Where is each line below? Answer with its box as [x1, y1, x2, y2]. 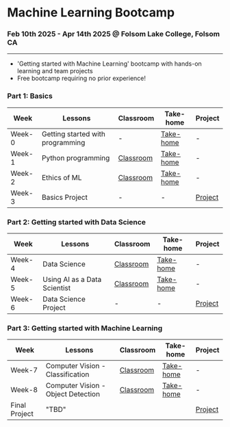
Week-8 [10, 385, 38, 395]
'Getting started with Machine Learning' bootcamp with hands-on [16, 60, 202, 68]
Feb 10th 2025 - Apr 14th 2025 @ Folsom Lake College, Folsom [7, 29, 220, 39]
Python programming [41, 153, 110, 162]
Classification [45, 370, 90, 379]
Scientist [42, 283, 71, 293]
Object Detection [45, 389, 101, 399]
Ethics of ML [41, 172, 82, 182]
